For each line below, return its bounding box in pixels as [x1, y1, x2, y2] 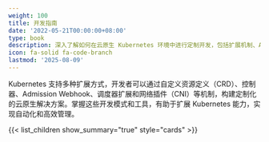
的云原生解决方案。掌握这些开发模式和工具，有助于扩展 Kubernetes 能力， [8, 99, 254, 108]
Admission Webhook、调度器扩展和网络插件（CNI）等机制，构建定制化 [22, 89, 257, 98]
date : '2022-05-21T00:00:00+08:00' [8, 26, 127, 34]
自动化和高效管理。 [14, 108, 78, 118]
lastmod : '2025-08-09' [8, 57, 84, 65]
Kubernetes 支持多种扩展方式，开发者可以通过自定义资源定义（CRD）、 [8, 79, 243, 89]
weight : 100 [8, 11, 48, 20]
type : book [8, 34, 45, 42]
